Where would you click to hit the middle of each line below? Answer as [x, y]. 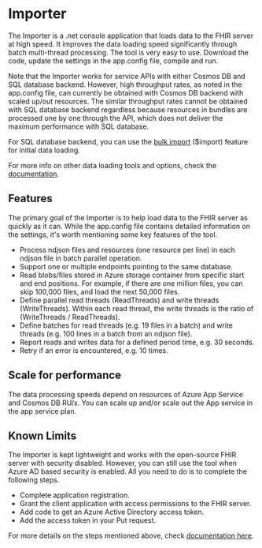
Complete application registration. [74, 495]
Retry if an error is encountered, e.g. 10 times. [94, 350]
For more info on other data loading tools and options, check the [113, 165]
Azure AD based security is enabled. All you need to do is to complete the [128, 471]
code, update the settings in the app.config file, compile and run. [113, 61]
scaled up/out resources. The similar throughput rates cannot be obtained [128, 101]
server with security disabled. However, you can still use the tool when [123, 464]
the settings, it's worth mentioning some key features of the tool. [113, 235]
